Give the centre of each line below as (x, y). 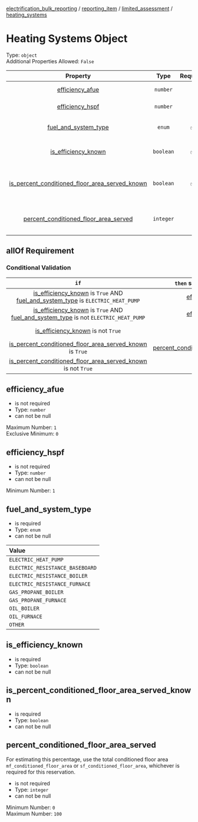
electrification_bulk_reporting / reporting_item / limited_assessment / (89, 9)
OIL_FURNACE (26, 617)
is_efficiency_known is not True (78, 330)
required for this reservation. (41, 772)
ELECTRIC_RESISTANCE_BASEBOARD (53, 568)
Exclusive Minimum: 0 (32, 434)
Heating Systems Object (67, 39)
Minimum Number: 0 (31, 807)
